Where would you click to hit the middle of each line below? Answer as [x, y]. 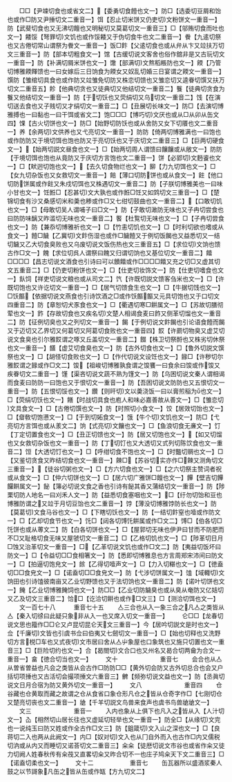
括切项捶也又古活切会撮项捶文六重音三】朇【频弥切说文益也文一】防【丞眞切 [116, 676]
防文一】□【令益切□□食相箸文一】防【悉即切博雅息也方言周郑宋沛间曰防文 [115, 555]
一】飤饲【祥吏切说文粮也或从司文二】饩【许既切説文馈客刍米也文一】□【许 [116, 279]
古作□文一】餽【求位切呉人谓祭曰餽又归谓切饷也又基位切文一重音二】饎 [110, 253]
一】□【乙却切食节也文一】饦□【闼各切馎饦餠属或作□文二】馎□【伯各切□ [115, 521]
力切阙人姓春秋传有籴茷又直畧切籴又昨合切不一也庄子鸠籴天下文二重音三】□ [116, 754]
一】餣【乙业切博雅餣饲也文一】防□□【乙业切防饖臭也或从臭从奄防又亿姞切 [116, 590]
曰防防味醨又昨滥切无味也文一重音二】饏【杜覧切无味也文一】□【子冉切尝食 [116, 218]
